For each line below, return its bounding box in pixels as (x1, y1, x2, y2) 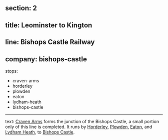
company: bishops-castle (5, 55, 87, 63)
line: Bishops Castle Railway (5, 38, 95, 46)
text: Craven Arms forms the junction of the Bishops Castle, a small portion (5, 118, 159, 124)
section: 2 (5, 4, 37, 12)
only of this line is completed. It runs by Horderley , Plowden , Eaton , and (5, 124, 152, 130)
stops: (5, 68, 18, 74)
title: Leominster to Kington (5, 21, 92, 29)
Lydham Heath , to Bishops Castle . (5, 129, 75, 135)
